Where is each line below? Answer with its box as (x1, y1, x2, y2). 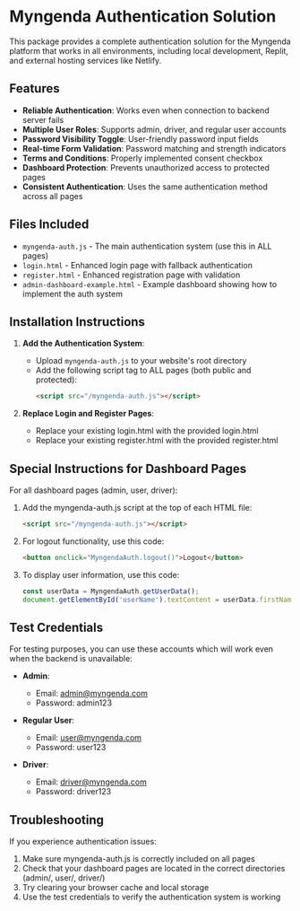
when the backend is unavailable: (9, 653, 133, 664)
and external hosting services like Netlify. (9, 55, 162, 66)
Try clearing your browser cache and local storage (21, 882, 210, 893)
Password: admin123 (35, 697, 113, 708)
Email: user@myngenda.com (35, 732, 141, 743)
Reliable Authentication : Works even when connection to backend (21, 105, 270, 116)
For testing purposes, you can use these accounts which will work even (9, 644, 274, 654)
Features (9, 81, 60, 96)
